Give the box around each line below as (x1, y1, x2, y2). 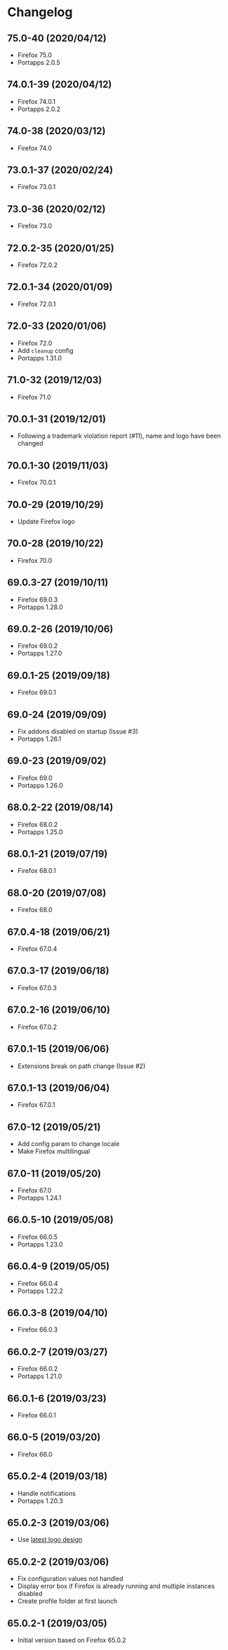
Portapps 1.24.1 (17, 1193, 62, 1202)
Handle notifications (17, 1489, 76, 1498)
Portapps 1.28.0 (17, 602, 63, 611)
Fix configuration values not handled (17, 1575, 123, 1583)
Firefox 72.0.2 (17, 261, 58, 269)
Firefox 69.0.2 (17, 642, 58, 650)
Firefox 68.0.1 (17, 866, 56, 875)
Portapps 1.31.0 (17, 353, 62, 362)
